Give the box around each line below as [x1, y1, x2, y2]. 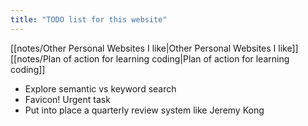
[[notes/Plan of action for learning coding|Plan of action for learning [10, 52, 290, 65]
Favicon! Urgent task [24, 93, 111, 105]
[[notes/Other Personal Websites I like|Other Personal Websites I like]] [10, 42, 299, 54]
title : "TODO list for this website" [10, 14, 168, 25]
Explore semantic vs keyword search [24, 82, 177, 95]
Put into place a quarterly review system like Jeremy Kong [24, 104, 265, 116]
